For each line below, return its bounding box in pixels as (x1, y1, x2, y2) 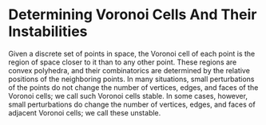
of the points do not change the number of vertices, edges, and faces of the (8, 82, 259, 92)
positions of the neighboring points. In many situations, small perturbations (8, 74, 255, 84)
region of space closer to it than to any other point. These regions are (8, 57, 237, 67)
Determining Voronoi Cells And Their (8, 6, 257, 24)
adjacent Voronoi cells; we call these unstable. (8, 107, 161, 117)
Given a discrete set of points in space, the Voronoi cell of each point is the (8, 49, 256, 58)
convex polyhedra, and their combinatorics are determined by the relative (8, 65, 250, 75)
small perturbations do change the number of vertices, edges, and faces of (8, 100, 256, 109)
